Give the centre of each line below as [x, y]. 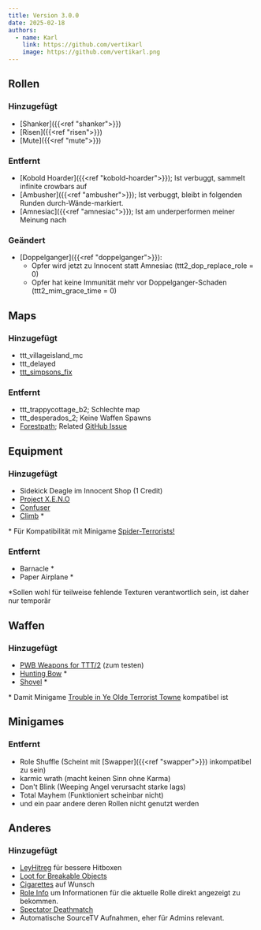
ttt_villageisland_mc [51, 355]
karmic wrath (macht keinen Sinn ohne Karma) [95, 778]
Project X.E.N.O [45, 499]
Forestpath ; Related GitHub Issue [73, 426]
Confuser [35, 507]
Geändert [27, 240]
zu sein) [33, 770]
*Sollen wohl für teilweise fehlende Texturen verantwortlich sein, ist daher [129, 593]
